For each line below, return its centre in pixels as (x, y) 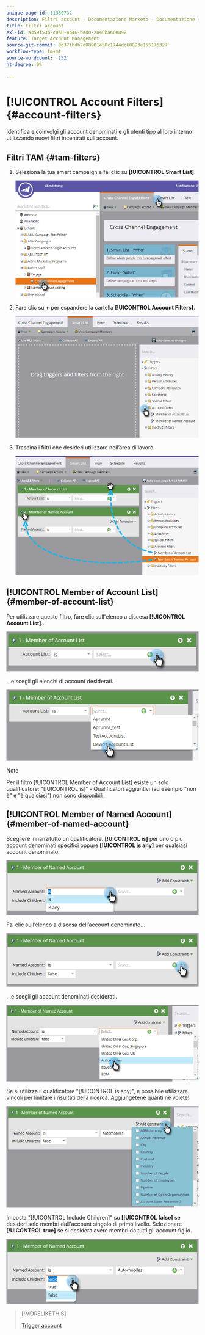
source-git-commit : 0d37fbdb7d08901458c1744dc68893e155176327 (87, 45)
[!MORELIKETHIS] (44, 1314)
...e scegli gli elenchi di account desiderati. (60, 681)
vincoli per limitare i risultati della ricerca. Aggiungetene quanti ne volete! (98, 1098)
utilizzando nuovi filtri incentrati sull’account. (63, 138)
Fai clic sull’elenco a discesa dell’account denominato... (76, 925)
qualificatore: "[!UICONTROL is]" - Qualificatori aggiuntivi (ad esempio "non (101, 788)
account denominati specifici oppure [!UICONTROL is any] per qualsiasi (97, 845)
